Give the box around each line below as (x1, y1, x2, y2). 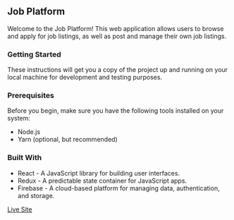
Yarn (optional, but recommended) (17, 135, 118, 144)
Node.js (17, 128, 41, 136)
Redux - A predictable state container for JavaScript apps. (17, 176, 187, 185)
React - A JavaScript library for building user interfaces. (17, 169, 180, 177)
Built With (7, 153, 42, 163)
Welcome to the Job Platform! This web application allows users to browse (7, 24, 224, 32)
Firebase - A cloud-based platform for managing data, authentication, (17, 183, 220, 192)
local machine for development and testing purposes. (7, 73, 163, 82)
